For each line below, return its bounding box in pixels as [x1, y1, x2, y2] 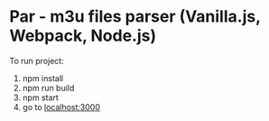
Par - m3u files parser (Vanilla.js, [9, 6, 261, 27]
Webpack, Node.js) [9, 25, 157, 46]
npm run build [22, 82, 75, 93]
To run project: [9, 55, 65, 66]
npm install [22, 72, 64, 83]
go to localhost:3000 [22, 101, 101, 112]
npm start [22, 92, 59, 103]
